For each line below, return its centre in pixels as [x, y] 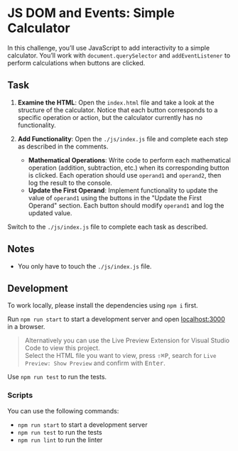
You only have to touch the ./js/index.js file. [85, 266]
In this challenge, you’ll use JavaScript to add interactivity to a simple [109, 48]
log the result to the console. [70, 183]
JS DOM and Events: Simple [91, 13]
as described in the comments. [63, 146]
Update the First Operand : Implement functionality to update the [123, 190]
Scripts [20, 396]
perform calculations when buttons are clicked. [76, 63]
